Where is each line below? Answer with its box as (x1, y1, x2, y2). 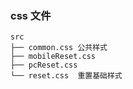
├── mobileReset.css (10, 52, 97, 62)
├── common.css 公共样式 (10, 43, 108, 53)
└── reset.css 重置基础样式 (10, 71, 123, 81)
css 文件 (10, 8, 52, 22)
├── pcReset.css (10, 60, 78, 71)
